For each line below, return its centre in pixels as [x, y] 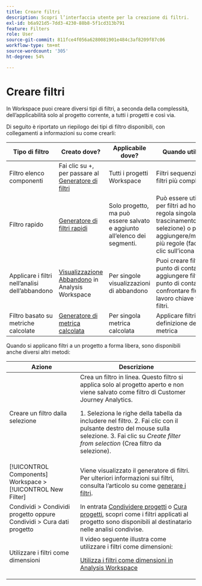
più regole [170, 243]
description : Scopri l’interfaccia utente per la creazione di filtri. [98, 17]
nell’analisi [24, 283]
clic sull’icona [175, 251]
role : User [20, 34]
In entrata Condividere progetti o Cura [134, 506]
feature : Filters [28, 29]
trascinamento [176, 221]
